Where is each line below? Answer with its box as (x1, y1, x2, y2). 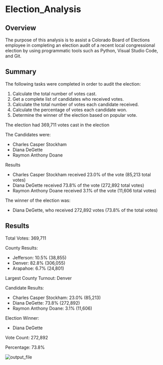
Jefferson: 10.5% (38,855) (12, 254, 67, 260)
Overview (5, 24, 37, 32)
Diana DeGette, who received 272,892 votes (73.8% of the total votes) (12, 207, 158, 213)
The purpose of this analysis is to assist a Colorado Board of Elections (5, 37, 150, 43)
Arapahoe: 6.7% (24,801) (12, 265, 64, 271)
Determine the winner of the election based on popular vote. (12, 112, 137, 118)
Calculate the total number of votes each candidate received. (12, 101, 139, 107)
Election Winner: (5, 315, 39, 321)
